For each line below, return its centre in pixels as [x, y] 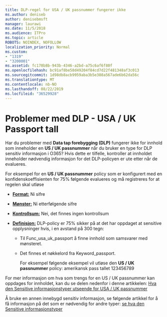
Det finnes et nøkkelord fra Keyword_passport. [68, 253]
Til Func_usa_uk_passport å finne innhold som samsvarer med [84, 238]
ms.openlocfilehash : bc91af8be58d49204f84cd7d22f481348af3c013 [72, 71]
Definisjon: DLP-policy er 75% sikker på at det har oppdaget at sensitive [87, 223]
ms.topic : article [24, 38]
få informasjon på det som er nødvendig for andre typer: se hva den [75, 304]
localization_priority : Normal [38, 47]
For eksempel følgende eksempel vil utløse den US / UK [77, 263]
